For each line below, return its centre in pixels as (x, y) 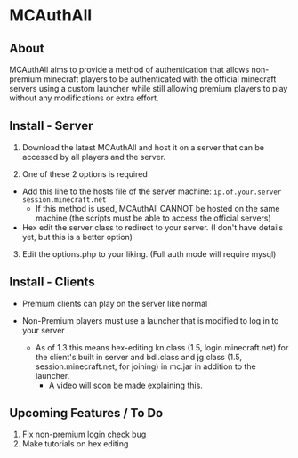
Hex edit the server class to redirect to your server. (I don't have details (153, 227)
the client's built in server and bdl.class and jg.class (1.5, (139, 357)
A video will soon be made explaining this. (125, 385)
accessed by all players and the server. (94, 157)
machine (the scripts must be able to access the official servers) (153, 218)
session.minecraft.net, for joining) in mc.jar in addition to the (145, 366)
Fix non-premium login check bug (84, 434)
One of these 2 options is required (85, 173)
